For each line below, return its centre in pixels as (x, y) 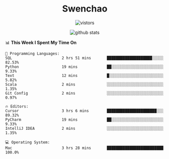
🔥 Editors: (17, 106)
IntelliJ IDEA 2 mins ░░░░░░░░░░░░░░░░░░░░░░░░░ (84, 128)
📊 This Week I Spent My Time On (41, 42)
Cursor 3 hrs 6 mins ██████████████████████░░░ (84, 111)
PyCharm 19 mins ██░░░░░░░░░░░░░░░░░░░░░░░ (84, 120)
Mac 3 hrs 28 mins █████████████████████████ (84, 148)
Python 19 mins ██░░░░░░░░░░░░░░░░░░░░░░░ (84, 67)
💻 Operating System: (28, 142)
